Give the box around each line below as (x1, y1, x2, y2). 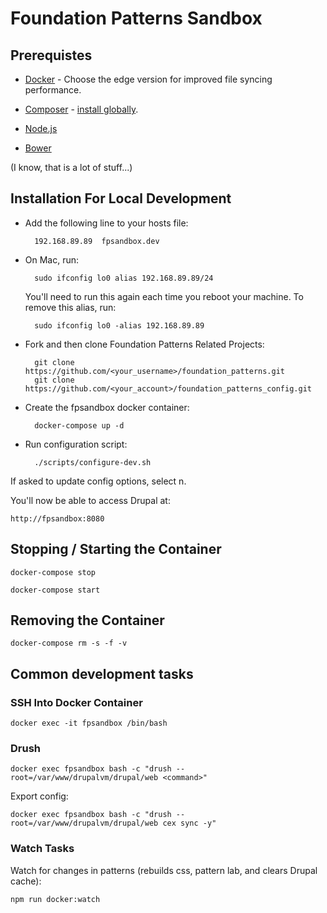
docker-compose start (10, 585, 101, 595)
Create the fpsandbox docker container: (24, 401, 190, 413)
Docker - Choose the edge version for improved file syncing (24, 73, 273, 85)
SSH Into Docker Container (10, 695, 143, 709)
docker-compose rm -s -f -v (10, 638, 128, 649)
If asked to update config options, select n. (10, 475, 187, 487)
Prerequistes (10, 47, 93, 64)
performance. (24, 84, 82, 96)
